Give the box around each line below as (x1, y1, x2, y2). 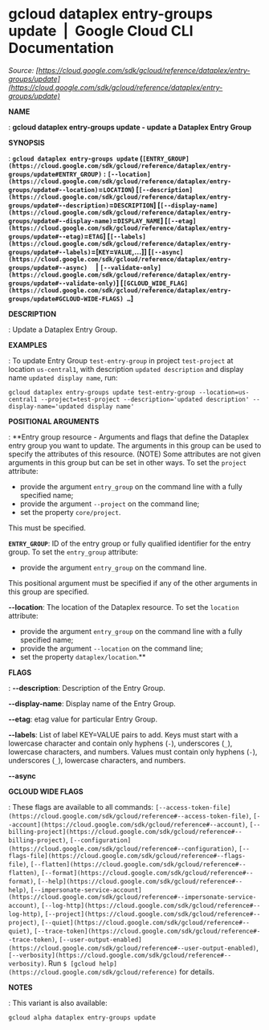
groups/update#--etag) (8, 232, 84, 241)
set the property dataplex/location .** (19, 652, 146, 661)
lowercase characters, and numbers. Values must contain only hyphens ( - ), (8, 746, 258, 756)
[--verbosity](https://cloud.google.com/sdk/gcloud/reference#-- (8, 951, 231, 959)
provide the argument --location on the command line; (19, 644, 203, 653)
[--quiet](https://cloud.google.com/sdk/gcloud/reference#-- (41, 918, 251, 926)
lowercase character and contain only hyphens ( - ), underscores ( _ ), (8, 738, 233, 748)
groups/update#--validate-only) (8, 279, 116, 288)
